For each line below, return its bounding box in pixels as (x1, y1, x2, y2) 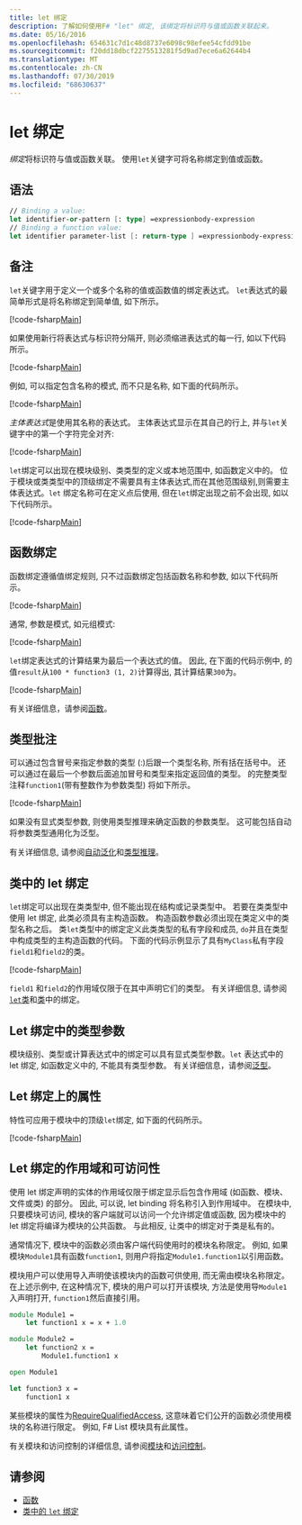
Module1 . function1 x (41, 1352, 119, 1361)
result (17, 667, 42, 676)
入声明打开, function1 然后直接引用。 (9, 1292, 146, 1303)
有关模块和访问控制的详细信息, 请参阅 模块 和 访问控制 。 (9, 1440, 211, 1451)
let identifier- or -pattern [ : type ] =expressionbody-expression (9, 215, 255, 224)
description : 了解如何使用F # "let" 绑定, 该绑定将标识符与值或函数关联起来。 (9, 22, 274, 31)
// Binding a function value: (9, 223, 123, 232)
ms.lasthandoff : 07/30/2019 (9, 72, 115, 81)
